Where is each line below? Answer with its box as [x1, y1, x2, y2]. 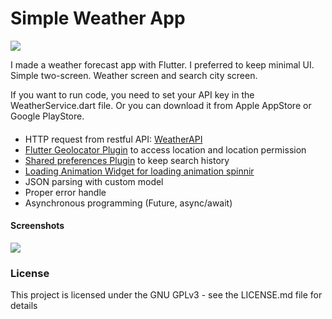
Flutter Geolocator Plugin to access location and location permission [24, 143, 307, 156]
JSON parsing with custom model [24, 175, 164, 187]
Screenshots [10, 220, 65, 232]
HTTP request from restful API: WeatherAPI [24, 133, 203, 145]
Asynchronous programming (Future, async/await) [24, 197, 233, 209]
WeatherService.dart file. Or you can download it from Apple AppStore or [10, 99, 312, 111]
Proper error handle [24, 186, 107, 198]
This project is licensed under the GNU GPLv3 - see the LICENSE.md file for [10, 289, 323, 301]
